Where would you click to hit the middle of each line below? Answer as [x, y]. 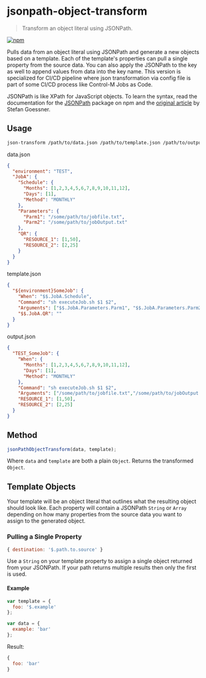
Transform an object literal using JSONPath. [77, 28]
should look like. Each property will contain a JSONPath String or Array [97, 508]
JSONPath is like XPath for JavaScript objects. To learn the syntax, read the [102, 96]
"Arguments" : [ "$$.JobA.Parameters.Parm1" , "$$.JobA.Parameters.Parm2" [111, 308]
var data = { [24, 624]
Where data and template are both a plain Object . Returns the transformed [100, 461]
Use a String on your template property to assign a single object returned [100, 561]
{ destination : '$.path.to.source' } [55, 549]
